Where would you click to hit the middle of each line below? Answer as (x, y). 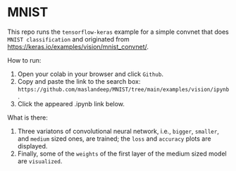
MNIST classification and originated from (69, 39)
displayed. (32, 146)
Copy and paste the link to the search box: (79, 81)
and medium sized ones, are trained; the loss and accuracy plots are (114, 139)
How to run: (24, 60)
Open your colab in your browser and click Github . (91, 74)
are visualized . (40, 161)
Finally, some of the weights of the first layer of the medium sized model (122, 153)
